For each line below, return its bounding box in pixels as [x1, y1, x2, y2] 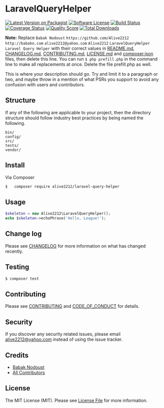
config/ [5, 134, 21, 139]
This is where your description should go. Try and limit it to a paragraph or [5, 71, 158, 77]
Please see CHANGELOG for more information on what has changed [5, 243, 146, 249]
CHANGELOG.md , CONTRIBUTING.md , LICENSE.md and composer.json [5, 51, 153, 57]
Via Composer [5, 174, 35, 180]
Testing [5, 263, 29, 271]
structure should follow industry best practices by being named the [5, 115, 143, 121]
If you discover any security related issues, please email [5, 331, 121, 337]
